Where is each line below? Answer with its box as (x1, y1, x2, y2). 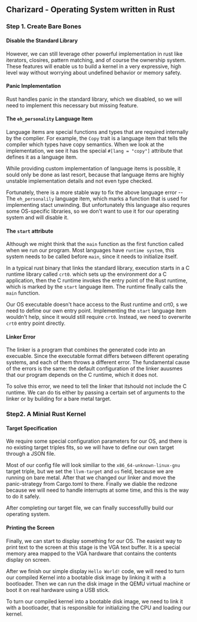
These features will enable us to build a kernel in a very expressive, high (6, 62, 182, 70)
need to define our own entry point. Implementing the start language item (6, 307, 187, 314)
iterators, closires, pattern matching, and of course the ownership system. (6, 56, 186, 64)
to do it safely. (6, 493, 41, 500)
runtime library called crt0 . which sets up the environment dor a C (6, 271, 167, 278)
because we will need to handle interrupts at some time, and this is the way (6, 486, 189, 494)
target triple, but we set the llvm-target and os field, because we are (6, 468, 174, 475)
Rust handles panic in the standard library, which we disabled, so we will (6, 96, 182, 103)
